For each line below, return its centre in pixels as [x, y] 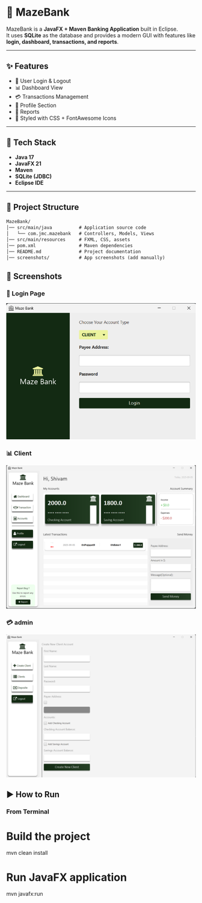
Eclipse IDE [29, 182]
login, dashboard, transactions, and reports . [63, 42]
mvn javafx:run [25, 894]
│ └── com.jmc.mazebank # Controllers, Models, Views [80, 234]
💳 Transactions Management [52, 96]
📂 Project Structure [43, 207]
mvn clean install [27, 853]
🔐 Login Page [26, 293]
